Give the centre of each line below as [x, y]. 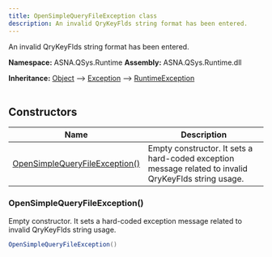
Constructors [43, 111]
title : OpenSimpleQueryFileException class [83, 16]
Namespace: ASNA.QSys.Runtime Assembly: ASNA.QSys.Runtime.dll [125, 62]
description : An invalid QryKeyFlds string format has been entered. [128, 24]
